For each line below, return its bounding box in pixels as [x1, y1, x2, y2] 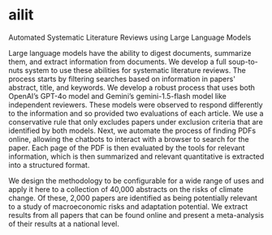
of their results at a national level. [8, 219, 119, 229]
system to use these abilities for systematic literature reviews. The [24, 65, 246, 75]
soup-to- [228, 57, 258, 66]
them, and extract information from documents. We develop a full [8, 57, 227, 66]
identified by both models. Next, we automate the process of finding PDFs [8, 126, 257, 135]
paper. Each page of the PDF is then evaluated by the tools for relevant [8, 143, 245, 152]
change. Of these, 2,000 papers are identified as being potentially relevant [8, 193, 258, 203]
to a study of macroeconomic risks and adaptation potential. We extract [8, 201, 248, 211]
